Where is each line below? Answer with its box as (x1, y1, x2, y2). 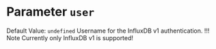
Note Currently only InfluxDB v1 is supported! (6, 33, 134, 42)
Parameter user (6, 4, 95, 20)
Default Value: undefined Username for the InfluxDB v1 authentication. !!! (6, 27, 210, 35)
